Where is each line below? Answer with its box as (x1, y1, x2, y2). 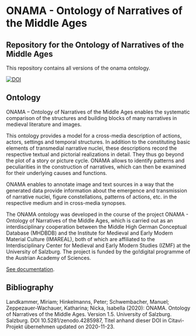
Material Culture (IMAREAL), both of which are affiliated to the (6, 235, 155, 242)
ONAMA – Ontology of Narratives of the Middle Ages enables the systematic (6, 108, 190, 115)
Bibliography (6, 283, 54, 293)
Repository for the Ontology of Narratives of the (6, 40, 184, 50)
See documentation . (6, 265, 55, 273)
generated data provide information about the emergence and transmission (6, 187, 187, 194)
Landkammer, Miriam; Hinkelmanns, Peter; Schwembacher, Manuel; (6, 298, 170, 305)
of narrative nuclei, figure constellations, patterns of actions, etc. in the (6, 193, 177, 200)
